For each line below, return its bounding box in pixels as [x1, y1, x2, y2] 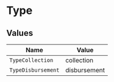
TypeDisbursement [9, 67, 60, 73]
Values [6, 28, 34, 38]
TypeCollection [9, 57, 54, 64]
